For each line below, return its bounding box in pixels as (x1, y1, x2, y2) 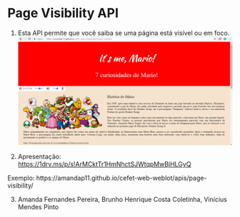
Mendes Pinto (17, 202, 59, 211)
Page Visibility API (7, 5, 119, 21)
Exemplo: (7, 173, 35, 182)
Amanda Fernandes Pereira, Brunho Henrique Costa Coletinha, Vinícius (17, 195, 227, 203)
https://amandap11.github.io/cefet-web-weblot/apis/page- (36, 173, 207, 182)
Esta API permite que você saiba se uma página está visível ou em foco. (17, 29, 230, 37)
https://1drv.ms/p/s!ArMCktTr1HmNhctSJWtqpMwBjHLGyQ (17, 159, 191, 168)
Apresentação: (17, 152, 61, 161)
